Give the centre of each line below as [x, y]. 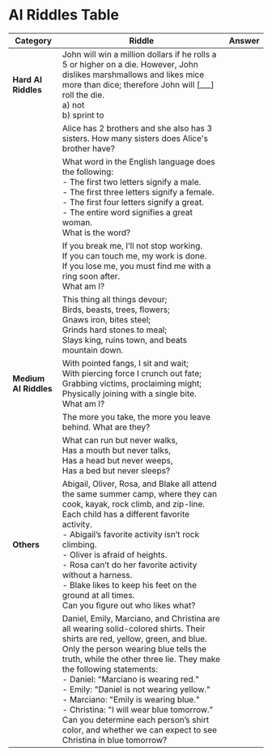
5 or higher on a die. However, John [130, 64]
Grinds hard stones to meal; [115, 330]
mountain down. [93, 350]
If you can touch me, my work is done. [134, 255]
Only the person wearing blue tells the [134, 648]
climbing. [79, 545]
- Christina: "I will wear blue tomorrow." [138, 709]
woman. [77, 222]
